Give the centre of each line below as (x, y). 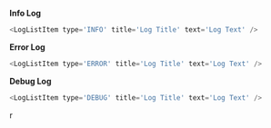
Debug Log (30, 81)
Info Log (25, 13)
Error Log (27, 47)
